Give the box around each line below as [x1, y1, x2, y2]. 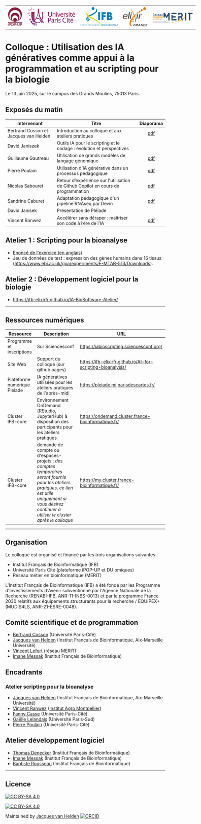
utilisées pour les [37, 379, 73, 385]
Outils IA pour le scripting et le [56, 140, 120, 146]
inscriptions [7, 349, 32, 355]
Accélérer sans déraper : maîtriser [56, 214, 128, 221]
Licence [5, 780, 31, 789]
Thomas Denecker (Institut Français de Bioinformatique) [12, 749, 130, 756]
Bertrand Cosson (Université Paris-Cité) [12, 632, 96, 638]
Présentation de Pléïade [56, 207, 107, 213]
